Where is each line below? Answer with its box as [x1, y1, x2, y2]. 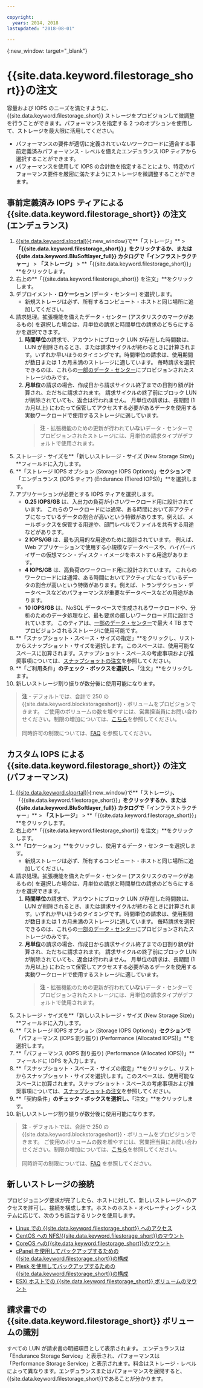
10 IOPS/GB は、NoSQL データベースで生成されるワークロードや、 [24, 604, 191, 612]
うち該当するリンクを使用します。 [54, 1212, 138, 1219]
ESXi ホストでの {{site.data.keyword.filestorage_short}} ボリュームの [15, 1277, 187, 1285]
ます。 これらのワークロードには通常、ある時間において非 [30, 505, 174, 513]
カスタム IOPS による [7, 749, 85, 759]
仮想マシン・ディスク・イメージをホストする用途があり [45, 551, 184, 558]
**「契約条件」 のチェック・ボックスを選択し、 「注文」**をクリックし [15, 1095, 188, 1102]
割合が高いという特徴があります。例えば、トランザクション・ [35, 581, 189, 589]
